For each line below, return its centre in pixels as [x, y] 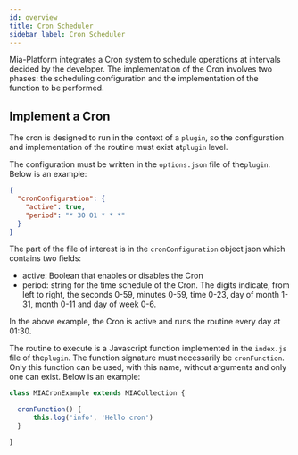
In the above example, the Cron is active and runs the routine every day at [145, 322]
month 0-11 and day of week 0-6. [96, 304]
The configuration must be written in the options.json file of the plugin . [140, 164]
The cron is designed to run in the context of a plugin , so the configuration [147, 138]
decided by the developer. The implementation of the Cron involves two [141, 69]
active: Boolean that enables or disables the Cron [112, 276]
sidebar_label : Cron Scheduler [67, 34]
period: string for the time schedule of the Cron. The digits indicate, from [156, 285]
